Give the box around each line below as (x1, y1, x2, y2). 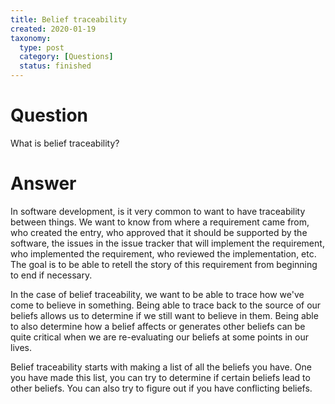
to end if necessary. (10, 269, 93, 281)
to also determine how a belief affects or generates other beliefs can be (10, 320, 306, 332)
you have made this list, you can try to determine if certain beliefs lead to (10, 371, 311, 383)
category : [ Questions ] (19, 52, 114, 62)
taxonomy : (10, 33, 52, 43)
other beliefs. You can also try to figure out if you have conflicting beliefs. (10, 382, 313, 394)
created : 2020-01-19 (10, 24, 97, 34)
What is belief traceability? (10, 137, 120, 149)
